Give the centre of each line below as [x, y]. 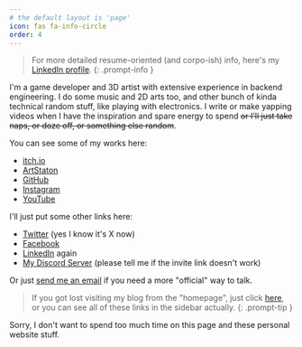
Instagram [41, 190]
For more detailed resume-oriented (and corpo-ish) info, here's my [155, 61]
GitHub [36, 180]
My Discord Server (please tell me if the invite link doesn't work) [142, 263]
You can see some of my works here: [78, 143]
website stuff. [35, 334]
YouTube [39, 199]
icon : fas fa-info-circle [58, 26]
